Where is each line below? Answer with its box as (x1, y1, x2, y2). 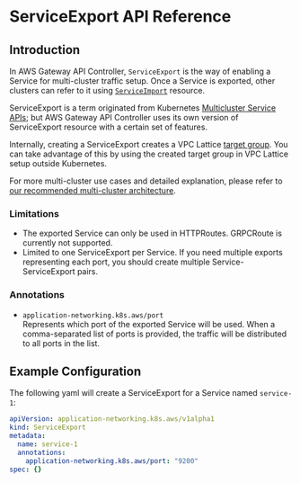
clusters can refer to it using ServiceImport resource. (9, 85, 205, 95)
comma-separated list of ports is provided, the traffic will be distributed (22, 328, 287, 339)
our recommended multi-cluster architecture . (9, 185, 177, 195)
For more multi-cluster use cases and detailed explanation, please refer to (9, 175, 283, 186)
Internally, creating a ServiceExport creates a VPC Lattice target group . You (9, 139, 289, 149)
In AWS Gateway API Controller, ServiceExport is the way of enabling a (9, 66, 271, 76)
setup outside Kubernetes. (9, 158, 108, 168)
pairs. (76, 266, 99, 277)
